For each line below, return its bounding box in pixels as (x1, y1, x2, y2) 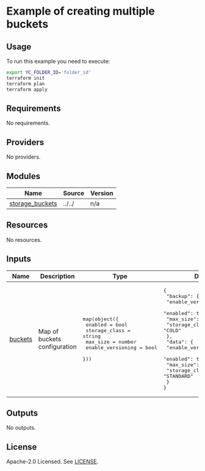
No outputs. (6, 424, 36, 431)
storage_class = (85, 327, 131, 333)
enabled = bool (85, 321, 128, 328)
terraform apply (6, 87, 48, 93)
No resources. (6, 236, 42, 243)
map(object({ (82, 316, 119, 322)
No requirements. (6, 119, 51, 127)
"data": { (166, 338, 194, 345)
